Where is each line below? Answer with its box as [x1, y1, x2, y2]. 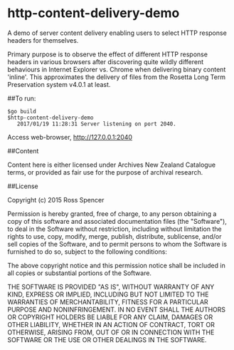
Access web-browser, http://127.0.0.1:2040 [7, 133, 133, 141]
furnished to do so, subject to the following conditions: [7, 247, 167, 256]
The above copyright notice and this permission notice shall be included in [7, 261, 225, 269]
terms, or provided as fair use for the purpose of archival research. [7, 168, 203, 176]
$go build [7, 108, 37, 115]
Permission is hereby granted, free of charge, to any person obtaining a [7, 209, 217, 218]
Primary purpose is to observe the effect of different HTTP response [7, 50, 208, 58]
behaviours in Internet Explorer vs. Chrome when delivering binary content [7, 65, 226, 73]
